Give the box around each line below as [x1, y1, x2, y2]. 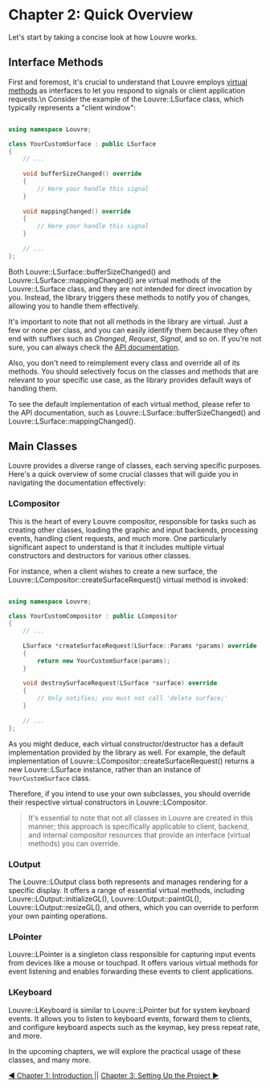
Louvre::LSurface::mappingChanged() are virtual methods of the [8, 275, 221, 285]
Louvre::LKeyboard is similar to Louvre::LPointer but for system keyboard [8, 1005, 251, 1015]
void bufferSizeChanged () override [22, 170, 142, 178]
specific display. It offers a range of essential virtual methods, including [8, 885, 245, 895]
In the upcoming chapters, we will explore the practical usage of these [8, 1046, 241, 1056]
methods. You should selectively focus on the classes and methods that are [8, 366, 259, 376]
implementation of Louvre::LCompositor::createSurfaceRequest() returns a [8, 755, 255, 766]
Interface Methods [8, 56, 104, 69]
